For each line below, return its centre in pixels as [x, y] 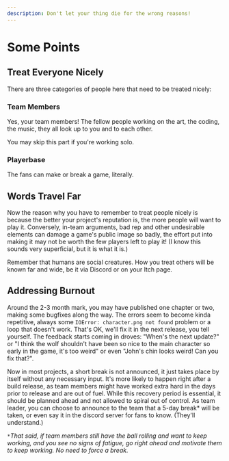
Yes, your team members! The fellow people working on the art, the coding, [113, 121]
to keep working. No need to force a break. [68, 450]
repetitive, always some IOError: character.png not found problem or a [109, 321]
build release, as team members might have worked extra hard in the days [111, 386]
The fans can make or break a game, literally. [70, 174]
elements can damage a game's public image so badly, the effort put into [110, 235]
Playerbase [26, 159]
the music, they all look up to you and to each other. [80, 129]
